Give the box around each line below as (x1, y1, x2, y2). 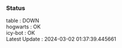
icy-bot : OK (6, 29, 35, 36)
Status (6, 4, 25, 12)
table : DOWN (6, 17, 39, 24)
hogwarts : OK (6, 23, 41, 30)
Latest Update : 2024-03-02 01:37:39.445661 (6, 36, 116, 43)
